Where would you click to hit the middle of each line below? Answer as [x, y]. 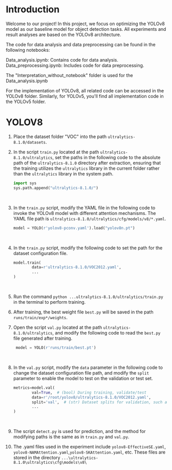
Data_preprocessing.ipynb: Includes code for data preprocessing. [75, 65]
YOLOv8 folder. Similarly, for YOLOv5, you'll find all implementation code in [85, 96]
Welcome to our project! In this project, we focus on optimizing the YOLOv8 [85, 24]
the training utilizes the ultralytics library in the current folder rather [87, 168]
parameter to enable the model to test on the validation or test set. [83, 378]
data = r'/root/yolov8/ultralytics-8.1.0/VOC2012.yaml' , [92, 397]
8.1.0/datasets [29, 142]
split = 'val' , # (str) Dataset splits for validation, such [97, 402]
